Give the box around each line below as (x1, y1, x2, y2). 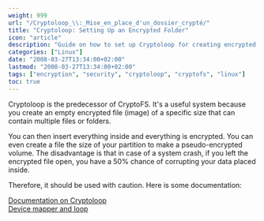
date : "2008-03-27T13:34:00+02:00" (8, 56, 126, 64)
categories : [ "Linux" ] (8, 48, 83, 56)
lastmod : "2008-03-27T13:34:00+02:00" (8, 63, 136, 71)
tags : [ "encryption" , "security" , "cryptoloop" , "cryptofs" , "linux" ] (8, 70, 246, 78)
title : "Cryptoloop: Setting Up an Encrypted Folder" (8, 26, 190, 34)
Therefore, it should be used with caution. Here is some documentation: (8, 180, 243, 189)
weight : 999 (8, 11, 47, 20)
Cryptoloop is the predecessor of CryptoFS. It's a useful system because (8, 99, 247, 109)
